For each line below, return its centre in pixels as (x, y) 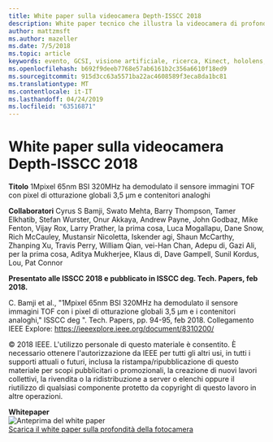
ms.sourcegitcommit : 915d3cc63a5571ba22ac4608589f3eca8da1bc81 (118, 76)
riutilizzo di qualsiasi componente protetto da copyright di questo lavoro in (132, 388)
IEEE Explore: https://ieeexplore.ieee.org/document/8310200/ (111, 329)
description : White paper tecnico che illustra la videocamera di (123, 24)
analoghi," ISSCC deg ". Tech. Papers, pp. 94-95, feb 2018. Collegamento (131, 320)
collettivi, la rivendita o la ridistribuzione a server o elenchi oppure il (121, 379)
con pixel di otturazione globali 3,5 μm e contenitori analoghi (110, 195)
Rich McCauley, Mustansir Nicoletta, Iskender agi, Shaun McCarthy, (121, 237)
